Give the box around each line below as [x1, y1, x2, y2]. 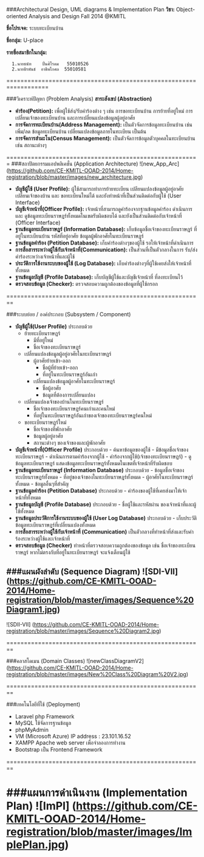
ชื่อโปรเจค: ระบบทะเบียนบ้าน [6, 24, 64, 32]
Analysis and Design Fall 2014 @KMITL [28, 13, 126, 19]
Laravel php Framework [15, 712, 75, 720]
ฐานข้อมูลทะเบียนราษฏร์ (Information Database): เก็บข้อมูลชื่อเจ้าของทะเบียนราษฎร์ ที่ [15, 226, 197, 232]
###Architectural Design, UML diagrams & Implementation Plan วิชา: [6, 6, 175, 13]
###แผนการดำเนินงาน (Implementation [6, 786, 188, 799]
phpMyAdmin [15, 726, 49, 733]
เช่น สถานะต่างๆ [15, 142, 47, 148]
